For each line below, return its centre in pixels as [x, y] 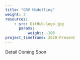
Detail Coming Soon [26, 52]
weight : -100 [41, 33]
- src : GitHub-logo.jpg [39, 24]
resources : [17, 19]
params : [27, 28]
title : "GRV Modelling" [30, 10]
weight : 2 [16, 14]
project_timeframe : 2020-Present [40, 38]
